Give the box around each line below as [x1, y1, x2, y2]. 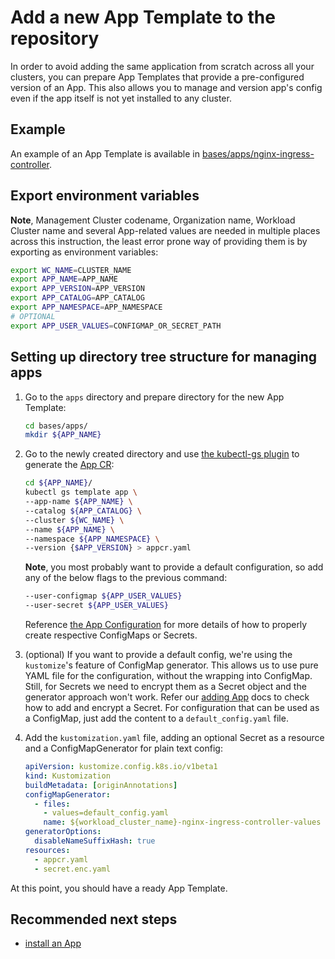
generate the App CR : [24, 459, 115, 471]
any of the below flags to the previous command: [24, 572, 228, 584]
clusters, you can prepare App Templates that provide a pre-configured [10, 71, 305, 83]
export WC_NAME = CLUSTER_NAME [10, 265, 132, 275]
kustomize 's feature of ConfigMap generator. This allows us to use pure [24, 659, 319, 671]
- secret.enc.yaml [34, 864, 111, 874]
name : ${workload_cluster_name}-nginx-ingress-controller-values [43, 817, 322, 828]
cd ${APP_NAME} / [24, 478, 93, 488]
